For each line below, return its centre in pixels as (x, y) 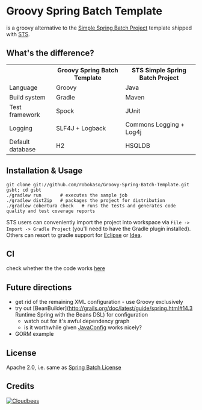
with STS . (18, 34)
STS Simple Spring (159, 70)
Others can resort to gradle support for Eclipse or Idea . (74, 235)
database (23, 149)
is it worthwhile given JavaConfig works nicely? (83, 327)
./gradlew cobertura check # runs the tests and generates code (91, 206)
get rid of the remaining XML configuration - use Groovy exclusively (99, 302)
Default (20, 142)
